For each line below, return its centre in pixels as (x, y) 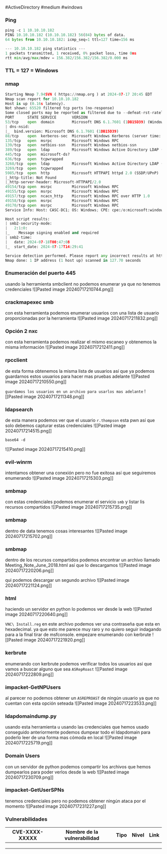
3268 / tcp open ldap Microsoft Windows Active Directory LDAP (82, 164)
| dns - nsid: (17, 126)
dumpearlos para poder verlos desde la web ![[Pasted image (67, 772)
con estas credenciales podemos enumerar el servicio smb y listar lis (75, 502)
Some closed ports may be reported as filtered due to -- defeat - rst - (79, 113)
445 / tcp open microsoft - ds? (38, 155)
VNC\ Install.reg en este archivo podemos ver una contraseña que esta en (83, 624)
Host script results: (28, 219)
